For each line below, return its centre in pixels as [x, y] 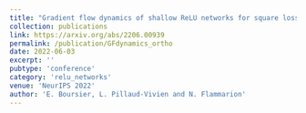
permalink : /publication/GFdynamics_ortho [91, 43]
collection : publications [58, 26]
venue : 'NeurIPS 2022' [52, 86]
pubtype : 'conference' [52, 69]
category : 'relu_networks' [61, 77]
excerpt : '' [32, 60]
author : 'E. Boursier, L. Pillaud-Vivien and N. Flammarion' [128, 94]
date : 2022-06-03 [42, 52]
